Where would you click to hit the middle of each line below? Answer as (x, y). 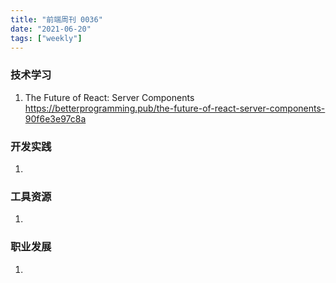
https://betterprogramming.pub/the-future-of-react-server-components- (175, 108)
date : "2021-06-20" (51, 29)
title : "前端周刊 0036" (56, 19)
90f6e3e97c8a (55, 118)
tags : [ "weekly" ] (46, 38)
